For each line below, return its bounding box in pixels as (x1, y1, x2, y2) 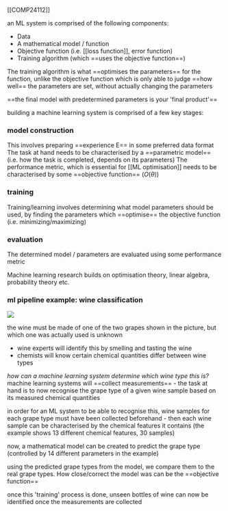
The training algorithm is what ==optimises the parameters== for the (7, 68, 201, 75)
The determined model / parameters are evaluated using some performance (7, 250, 222, 258)
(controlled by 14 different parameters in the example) (7, 449, 159, 458)
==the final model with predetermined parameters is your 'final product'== (7, 95, 218, 103)
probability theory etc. (7, 277, 70, 286)
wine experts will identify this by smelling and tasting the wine (16, 344, 192, 352)
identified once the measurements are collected (7, 498, 142, 506)
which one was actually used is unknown (7, 331, 123, 339)
